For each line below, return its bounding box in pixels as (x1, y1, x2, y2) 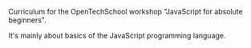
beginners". (8, 15, 47, 25)
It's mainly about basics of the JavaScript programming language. (8, 31, 226, 40)
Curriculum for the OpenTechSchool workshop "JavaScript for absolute (8, 7, 243, 16)
